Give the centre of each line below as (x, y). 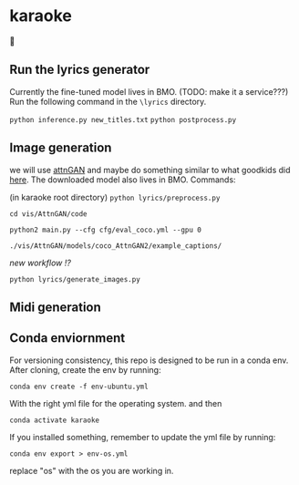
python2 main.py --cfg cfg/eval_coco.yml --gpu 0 (106, 230)
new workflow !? (40, 263)
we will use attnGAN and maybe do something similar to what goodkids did (150, 170)
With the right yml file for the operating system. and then (116, 403)
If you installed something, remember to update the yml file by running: (143, 437)
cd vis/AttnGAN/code (49, 214)
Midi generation (56, 307)
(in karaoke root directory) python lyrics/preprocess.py (115, 197)
